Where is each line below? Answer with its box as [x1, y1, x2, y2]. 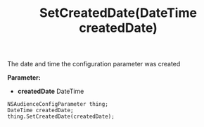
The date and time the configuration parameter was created [7, 60, 181, 68]
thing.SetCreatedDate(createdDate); [7, 113, 115, 121]
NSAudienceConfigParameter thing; [7, 101, 109, 108]
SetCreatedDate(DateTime [39, 5, 197, 21]
